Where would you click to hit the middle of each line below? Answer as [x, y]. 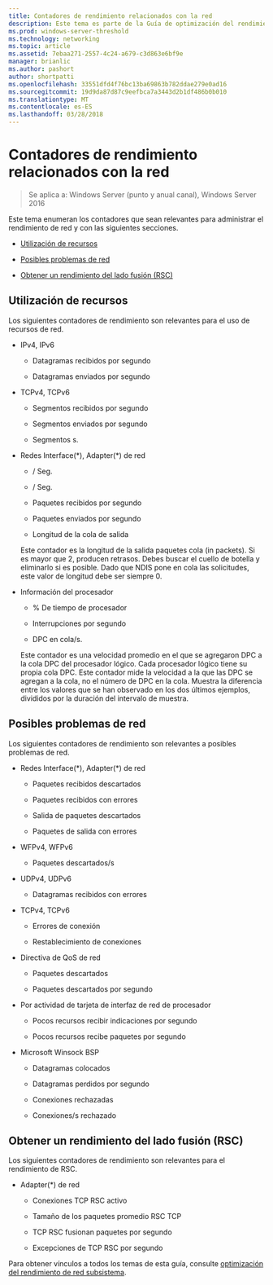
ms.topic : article [39, 46]
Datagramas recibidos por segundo [91, 360]
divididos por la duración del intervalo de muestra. [104, 698]
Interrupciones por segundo [79, 623]
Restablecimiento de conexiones [87, 941]
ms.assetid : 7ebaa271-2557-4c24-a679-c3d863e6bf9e [96, 54]
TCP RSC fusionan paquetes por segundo [102, 1232]
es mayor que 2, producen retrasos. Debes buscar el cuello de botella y [140, 558]
